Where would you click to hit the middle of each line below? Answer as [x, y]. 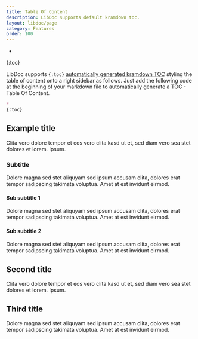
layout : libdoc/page [32, 23]
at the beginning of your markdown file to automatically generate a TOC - [96, 87]
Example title [31, 128]
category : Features [30, 28]
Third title [25, 309]
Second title [29, 269]
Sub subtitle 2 [24, 231]
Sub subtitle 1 [23, 197]
